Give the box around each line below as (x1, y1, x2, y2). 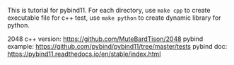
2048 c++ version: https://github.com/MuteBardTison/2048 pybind (7, 35, 204, 43)
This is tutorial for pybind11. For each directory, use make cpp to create (7, 6, 211, 14)
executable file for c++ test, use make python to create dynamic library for (7, 13, 221, 22)
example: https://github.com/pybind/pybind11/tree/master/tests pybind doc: (7, 42, 228, 50)
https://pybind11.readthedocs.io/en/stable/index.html (7, 49, 161, 58)
